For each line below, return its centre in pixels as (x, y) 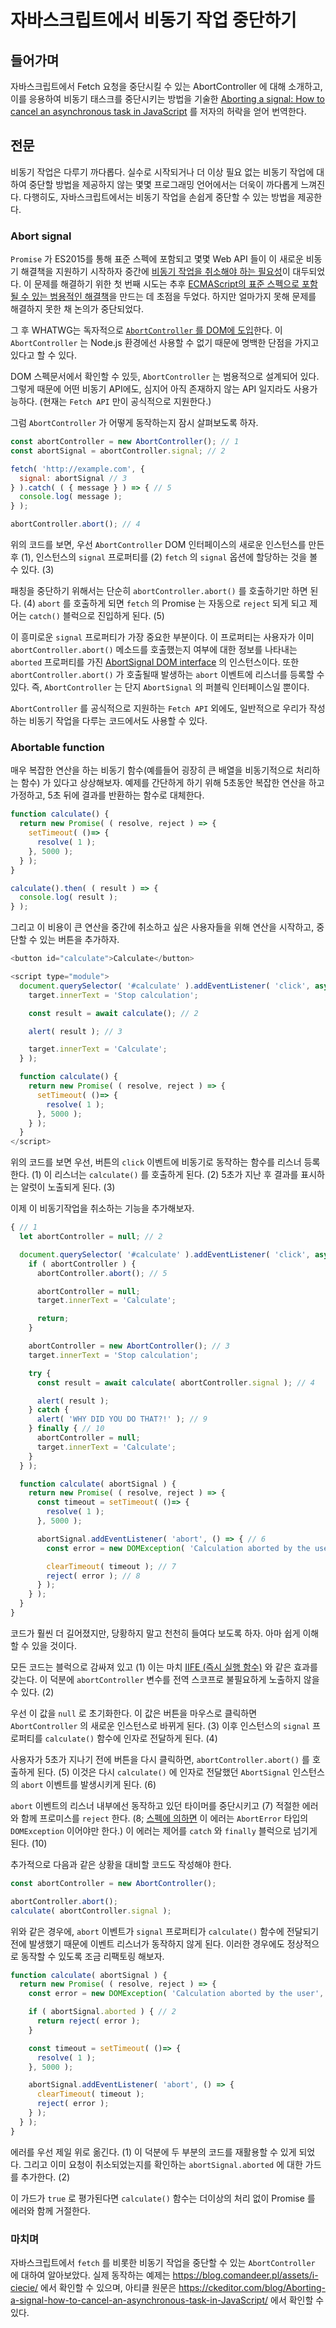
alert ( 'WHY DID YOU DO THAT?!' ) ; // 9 (122, 1419)
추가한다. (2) (45, 2177)
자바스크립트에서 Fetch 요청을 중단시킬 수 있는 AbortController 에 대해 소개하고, (166, 86)
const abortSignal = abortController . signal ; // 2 (118, 451)
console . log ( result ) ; (68, 897)
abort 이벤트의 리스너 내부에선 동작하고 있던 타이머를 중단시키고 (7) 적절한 (155, 1805)
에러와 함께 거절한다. (50, 2210)
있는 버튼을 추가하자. (79, 940)
